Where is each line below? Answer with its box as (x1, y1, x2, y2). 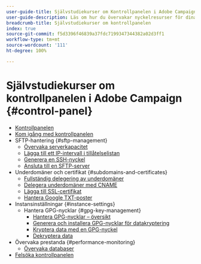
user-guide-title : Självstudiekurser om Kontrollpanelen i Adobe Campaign (6, 8, 197, 15)
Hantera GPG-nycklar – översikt (32, 213, 111, 220)
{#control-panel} (6, 104, 93, 117)
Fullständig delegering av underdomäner (23, 175, 124, 182)
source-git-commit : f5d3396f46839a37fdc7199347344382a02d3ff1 (6, 31, 165, 37)
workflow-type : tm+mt (6, 37, 60, 43)
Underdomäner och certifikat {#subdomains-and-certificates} (14, 168, 167, 175)
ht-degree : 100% (6, 48, 47, 54)
